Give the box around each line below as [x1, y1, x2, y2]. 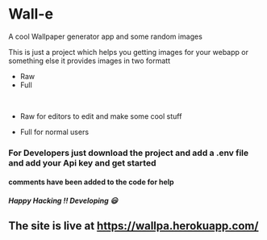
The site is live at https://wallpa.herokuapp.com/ [8, 219, 259, 233]
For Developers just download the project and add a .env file [8, 147, 249, 158]
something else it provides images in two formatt [8, 56, 171, 65]
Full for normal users [19, 127, 90, 137]
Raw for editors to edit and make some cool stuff [19, 111, 182, 121]
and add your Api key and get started [8, 157, 156, 168]
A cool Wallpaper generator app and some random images [8, 32, 203, 41]
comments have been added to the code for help [8, 177, 175, 187]
